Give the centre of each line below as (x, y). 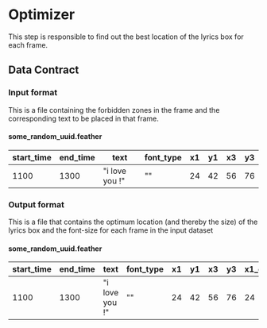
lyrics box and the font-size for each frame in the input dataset (110, 230)
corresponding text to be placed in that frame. (83, 118)
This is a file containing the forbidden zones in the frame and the (114, 110)
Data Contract (44, 70)
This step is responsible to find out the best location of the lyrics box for (126, 37)
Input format (33, 93)
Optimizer (42, 15)
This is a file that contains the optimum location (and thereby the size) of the (133, 222)
